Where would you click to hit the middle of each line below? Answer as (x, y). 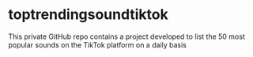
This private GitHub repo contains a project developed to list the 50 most (126, 36)
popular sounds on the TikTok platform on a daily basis (98, 44)
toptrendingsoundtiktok (88, 15)
